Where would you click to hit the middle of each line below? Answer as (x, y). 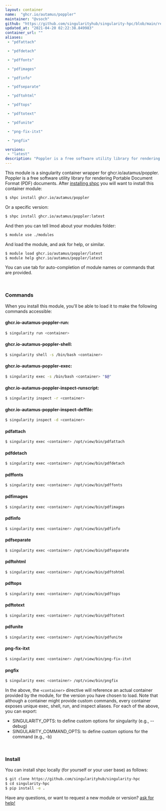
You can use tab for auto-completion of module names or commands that (80, 267)
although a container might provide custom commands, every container (78, 701)
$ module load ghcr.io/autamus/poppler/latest (54, 253)
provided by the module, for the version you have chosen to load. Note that (82, 695)
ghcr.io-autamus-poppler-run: (37, 322)
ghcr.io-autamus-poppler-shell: (39, 344)
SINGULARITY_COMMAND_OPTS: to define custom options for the (80, 731)
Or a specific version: (27, 207)
